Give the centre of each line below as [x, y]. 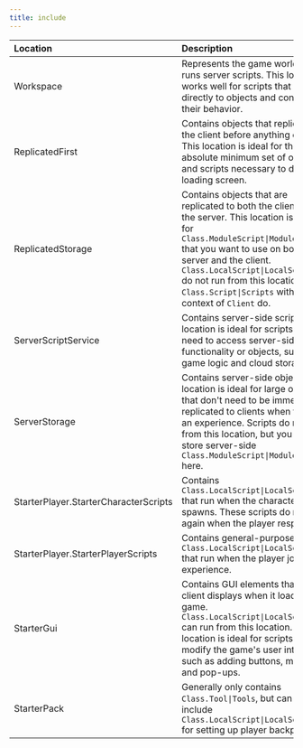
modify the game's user [232, 650]
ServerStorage [45, 421]
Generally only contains [232, 687]
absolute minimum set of [234, 157]
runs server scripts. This [233, 75]
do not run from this [224, 280]
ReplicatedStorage [53, 248]
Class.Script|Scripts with [238, 292]
